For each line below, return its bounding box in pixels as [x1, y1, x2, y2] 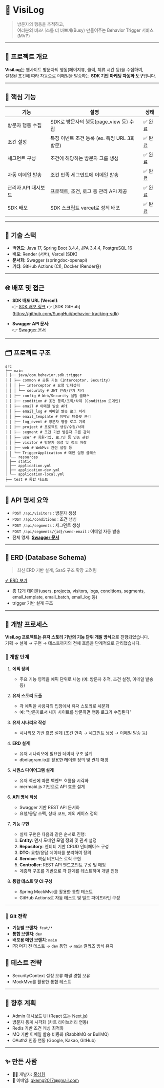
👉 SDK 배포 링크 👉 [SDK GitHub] [12, 304, 81, 310]
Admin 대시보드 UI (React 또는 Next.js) [12, 1013, 88, 1019]
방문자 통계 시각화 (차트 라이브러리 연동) [12, 1019, 89, 1025]
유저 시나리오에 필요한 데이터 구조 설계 [19, 750, 93, 756]
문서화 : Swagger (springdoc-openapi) [12, 257, 88, 263]
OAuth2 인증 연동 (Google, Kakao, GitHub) [12, 1037, 96, 1043]
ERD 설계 [12, 740, 30, 746]
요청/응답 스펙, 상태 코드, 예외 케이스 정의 [19, 811, 98, 816]
